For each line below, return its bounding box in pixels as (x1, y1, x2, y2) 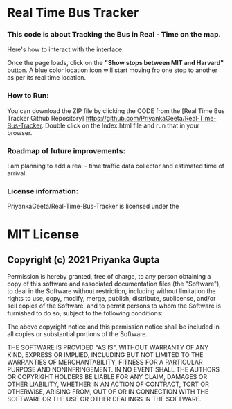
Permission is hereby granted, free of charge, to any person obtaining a (7, 272, 211, 281)
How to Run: (7, 91, 50, 101)
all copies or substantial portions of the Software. (7, 330, 148, 338)
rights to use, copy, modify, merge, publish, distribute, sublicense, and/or (7, 295, 216, 303)
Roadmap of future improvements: (7, 146, 126, 155)
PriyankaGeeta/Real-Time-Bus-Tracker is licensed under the (7, 202, 179, 211)
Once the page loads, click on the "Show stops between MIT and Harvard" (7, 59, 224, 67)
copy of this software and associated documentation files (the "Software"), (7, 279, 222, 288)
